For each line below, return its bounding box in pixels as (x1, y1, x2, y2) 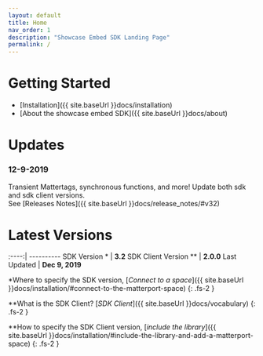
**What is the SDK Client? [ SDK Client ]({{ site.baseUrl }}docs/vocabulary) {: (8, 299, 256, 308)
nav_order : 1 (8, 26, 51, 34)
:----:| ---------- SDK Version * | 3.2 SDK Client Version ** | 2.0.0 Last (8, 252, 237, 261)
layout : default (8, 11, 61, 20)
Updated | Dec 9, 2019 (8, 260, 82, 270)
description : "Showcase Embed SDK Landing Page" (8, 33, 170, 42)
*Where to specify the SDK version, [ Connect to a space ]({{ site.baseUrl (8, 275, 244, 285)
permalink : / (8, 41, 51, 49)
